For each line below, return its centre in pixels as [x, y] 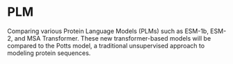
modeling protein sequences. [49, 53]
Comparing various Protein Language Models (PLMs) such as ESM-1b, [108, 31]
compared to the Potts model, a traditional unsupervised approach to [106, 45]
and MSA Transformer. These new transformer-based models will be [113, 38]
